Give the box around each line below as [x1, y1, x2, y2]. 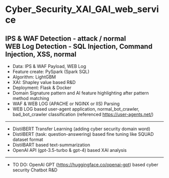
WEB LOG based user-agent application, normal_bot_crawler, [12, 106, 140, 112]
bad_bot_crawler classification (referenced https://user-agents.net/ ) [12, 112, 154, 117]
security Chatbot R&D [12, 167, 58, 173]
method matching [12, 96, 49, 101]
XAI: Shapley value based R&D [12, 79, 76, 85]
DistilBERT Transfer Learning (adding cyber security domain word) [12, 126, 150, 132]
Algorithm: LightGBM [12, 74, 56, 80]
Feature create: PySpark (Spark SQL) [12, 69, 90, 74]
